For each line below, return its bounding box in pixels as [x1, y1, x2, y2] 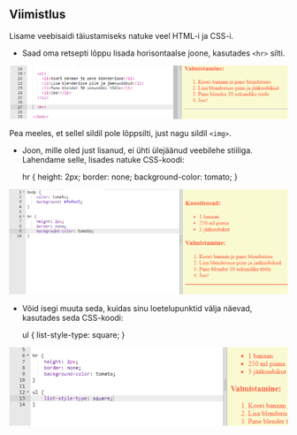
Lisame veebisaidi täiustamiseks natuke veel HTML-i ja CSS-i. [9, 30, 234, 41]
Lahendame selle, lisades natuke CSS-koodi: [21, 155, 185, 165]
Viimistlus [9, 7, 66, 22]
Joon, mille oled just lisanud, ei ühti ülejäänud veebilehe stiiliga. [21, 145, 254, 156]
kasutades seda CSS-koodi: [21, 312, 124, 323]
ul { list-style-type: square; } [21, 329, 126, 340]
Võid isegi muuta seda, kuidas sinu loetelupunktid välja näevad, [21, 302, 253, 313]
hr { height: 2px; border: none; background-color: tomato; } [21, 172, 239, 182]
